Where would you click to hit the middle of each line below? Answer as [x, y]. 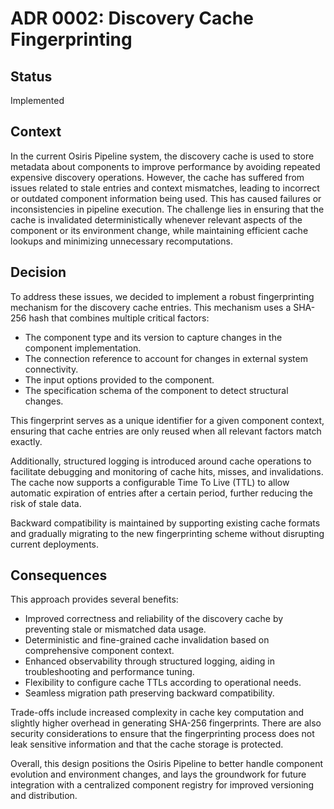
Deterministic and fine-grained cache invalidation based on [147, 640]
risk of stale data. [46, 503]
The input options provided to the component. [119, 379]
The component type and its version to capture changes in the [153, 337]
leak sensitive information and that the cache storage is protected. [147, 744]
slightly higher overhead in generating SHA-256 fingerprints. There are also [166, 723]
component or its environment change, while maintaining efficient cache [159, 230]
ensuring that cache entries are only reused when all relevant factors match [166, 431]
